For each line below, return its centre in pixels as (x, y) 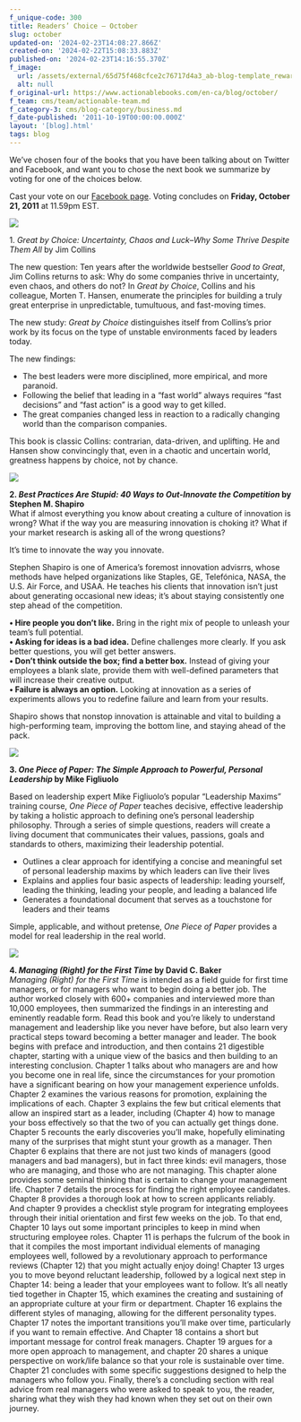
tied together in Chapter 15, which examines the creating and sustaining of (146, 1294)
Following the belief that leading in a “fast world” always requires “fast (152, 395)
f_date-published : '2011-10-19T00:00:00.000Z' (98, 117)
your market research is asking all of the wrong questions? (117, 532)
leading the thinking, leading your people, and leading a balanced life (150, 889)
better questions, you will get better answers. (93, 651)
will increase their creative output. (72, 680)
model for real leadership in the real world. (87, 936)
